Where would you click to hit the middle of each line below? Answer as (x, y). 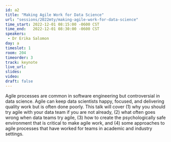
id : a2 (12, 10)
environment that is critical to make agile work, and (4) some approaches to (85, 123)
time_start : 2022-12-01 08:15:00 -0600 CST (52, 24)
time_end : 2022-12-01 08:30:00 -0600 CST (52, 29)
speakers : (16, 34)
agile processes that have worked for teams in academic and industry (79, 128)
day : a (12, 43)
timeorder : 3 (19, 57)
